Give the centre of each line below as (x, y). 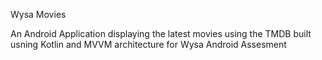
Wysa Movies (38, 14)
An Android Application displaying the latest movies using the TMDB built (161, 33)
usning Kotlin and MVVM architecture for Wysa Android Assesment (148, 44)
